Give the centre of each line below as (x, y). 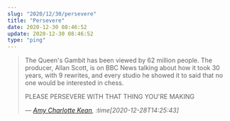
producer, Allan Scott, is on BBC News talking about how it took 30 (122, 68)
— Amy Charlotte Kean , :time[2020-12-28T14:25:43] (102, 110)
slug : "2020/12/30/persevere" (52, 14)
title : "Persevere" (36, 21)
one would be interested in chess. (74, 83)
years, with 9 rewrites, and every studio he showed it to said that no (124, 76)
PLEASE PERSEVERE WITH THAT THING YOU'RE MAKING (110, 97)
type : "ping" (27, 40)
